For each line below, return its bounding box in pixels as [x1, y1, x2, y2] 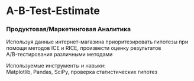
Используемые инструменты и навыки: [6, 62, 106, 69]
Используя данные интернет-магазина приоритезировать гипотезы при [6, 38, 188, 45]
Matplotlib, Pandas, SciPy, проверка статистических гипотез [6, 69, 158, 76]
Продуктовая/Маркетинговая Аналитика [6, 25, 131, 33]
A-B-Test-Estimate [6, 4, 101, 18]
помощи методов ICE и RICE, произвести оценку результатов [6, 45, 161, 52]
